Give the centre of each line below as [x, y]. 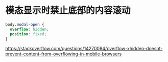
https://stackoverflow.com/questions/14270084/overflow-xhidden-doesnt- [84, 49]
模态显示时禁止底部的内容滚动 [68, 11]
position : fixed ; [28, 34]
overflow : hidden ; [30, 29]
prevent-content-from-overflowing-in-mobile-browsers [64, 54]
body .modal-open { [25, 24]
